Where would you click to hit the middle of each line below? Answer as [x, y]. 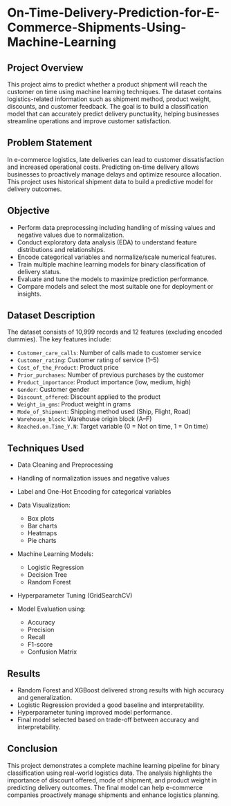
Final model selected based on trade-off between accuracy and [108, 720]
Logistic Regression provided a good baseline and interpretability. [111, 705]
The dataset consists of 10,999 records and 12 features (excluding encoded [115, 332]
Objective [29, 211]
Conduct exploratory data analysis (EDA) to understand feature [107, 242]
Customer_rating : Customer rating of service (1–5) [88, 360]
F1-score [40, 645]
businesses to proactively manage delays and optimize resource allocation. [114, 174]
